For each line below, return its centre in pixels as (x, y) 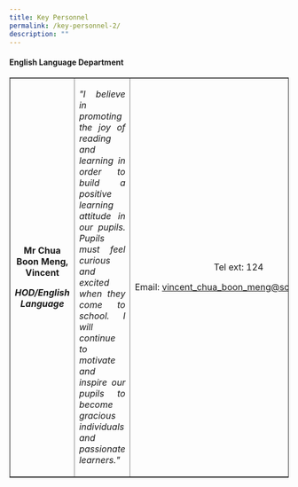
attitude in (102, 216)
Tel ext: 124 (239, 267)
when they (102, 294)
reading (95, 138)
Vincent (42, 272)
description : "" (39, 34)
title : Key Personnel (49, 17)
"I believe (102, 94)
